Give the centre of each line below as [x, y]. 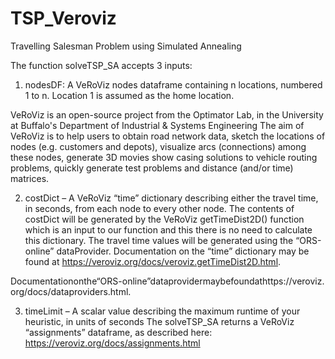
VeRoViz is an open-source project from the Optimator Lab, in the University [167, 114]
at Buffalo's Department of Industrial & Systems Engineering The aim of [157, 125]
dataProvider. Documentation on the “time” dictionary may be [183, 251]
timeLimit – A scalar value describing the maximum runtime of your [162, 311]
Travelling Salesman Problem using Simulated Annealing [126, 46]
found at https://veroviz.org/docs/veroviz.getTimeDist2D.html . [153, 261]
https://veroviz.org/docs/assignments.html [112, 343]
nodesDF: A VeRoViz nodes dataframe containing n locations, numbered [173, 84]
